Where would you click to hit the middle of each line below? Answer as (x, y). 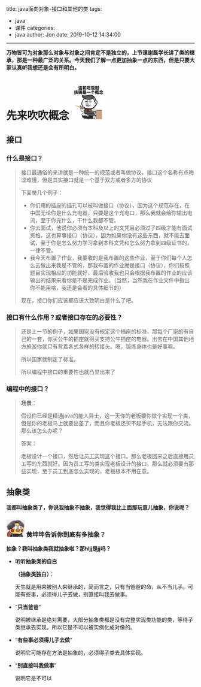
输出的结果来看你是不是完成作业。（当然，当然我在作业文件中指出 (110, 280)
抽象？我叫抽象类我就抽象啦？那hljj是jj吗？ (59, 549)
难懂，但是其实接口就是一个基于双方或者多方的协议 (89, 180)
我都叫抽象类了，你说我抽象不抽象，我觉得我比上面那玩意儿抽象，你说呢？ (98, 507)
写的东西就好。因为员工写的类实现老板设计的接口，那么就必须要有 (107, 464)
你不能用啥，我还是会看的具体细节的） (77, 287)
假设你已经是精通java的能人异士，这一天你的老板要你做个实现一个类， (107, 416)
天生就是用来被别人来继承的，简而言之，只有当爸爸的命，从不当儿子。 (101, 587)
